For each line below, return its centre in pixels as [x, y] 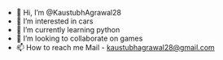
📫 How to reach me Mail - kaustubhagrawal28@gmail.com [116, 47]
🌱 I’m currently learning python [68, 30]
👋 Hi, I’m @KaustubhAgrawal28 [69, 13]
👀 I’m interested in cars [55, 21]
